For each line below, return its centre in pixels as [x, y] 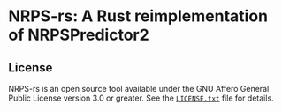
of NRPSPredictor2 [79, 35]
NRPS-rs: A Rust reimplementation [138, 16]
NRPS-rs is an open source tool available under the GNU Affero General [139, 89]
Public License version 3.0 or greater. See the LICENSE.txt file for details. [141, 98]
